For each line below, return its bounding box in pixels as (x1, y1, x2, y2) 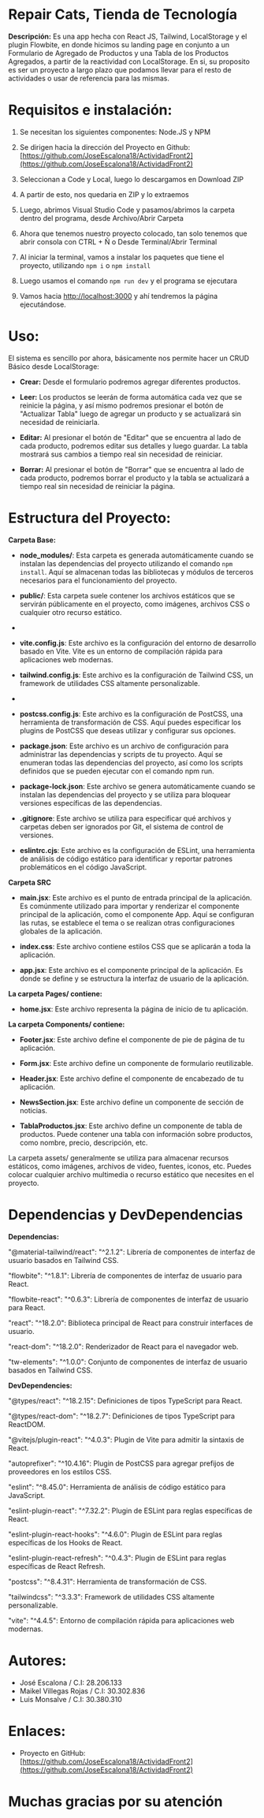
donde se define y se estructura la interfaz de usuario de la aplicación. (19, 974, 249, 983)
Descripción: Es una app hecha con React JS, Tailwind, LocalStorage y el (8, 32, 247, 41)
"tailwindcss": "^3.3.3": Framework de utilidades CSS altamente (8, 1592, 215, 1601)
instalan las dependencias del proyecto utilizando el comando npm (19, 558, 233, 568)
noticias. (19, 1105, 48, 1115)
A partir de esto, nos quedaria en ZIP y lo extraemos (19, 189, 189, 199)
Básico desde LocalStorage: (8, 361, 100, 371)
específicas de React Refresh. (8, 1561, 106, 1570)
